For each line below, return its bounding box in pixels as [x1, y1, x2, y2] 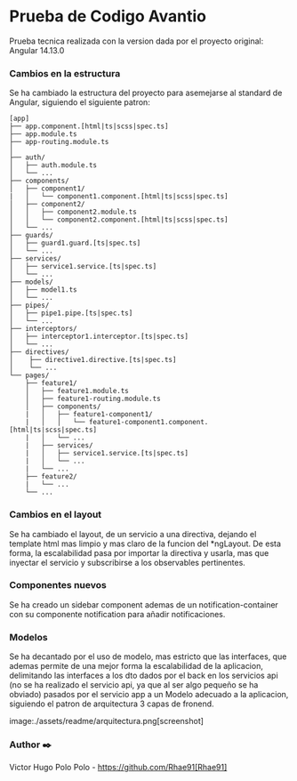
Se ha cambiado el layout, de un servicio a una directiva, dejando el [9, 528, 257, 539]
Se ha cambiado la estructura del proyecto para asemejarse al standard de [9, 87, 283, 99]
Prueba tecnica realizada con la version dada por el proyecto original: [9, 36, 264, 46]
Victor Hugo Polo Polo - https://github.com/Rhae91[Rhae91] [9, 762, 228, 773]
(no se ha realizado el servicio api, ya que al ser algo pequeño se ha [9, 680, 259, 690]
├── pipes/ [9, 301, 50, 310]
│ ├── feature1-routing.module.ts [25, 394, 162, 404]
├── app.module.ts [9, 130, 77, 139]
